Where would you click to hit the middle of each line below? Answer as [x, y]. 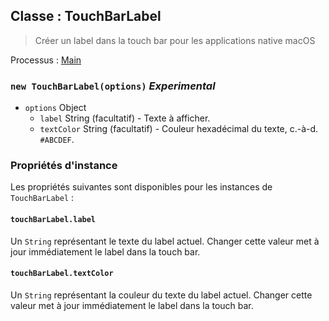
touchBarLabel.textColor [62, 274]
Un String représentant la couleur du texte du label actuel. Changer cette [161, 295]
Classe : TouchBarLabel [86, 16]
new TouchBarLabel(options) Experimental [113, 86]
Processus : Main [46, 60]
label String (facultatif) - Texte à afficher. [125, 118]
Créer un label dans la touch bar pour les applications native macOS [175, 40]
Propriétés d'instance [64, 166]
